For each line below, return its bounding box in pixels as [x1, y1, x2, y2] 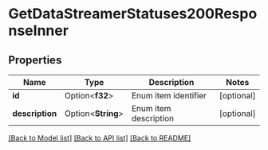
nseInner [8, 21, 69, 40]
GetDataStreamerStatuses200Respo [8, 5, 258, 23]
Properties [8, 53, 62, 67]
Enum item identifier [131, 90, 207, 101]
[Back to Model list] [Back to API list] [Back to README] [8, 133, 191, 143]
